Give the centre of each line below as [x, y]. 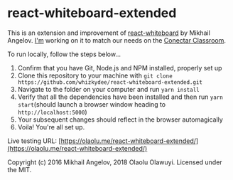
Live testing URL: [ [34, 141]
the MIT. [20, 169]
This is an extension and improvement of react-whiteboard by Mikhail [109, 33]
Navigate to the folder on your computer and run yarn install [109, 89]
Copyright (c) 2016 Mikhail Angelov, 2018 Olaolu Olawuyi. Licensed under [115, 162]
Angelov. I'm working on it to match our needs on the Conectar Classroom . [116, 40]
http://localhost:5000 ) [52, 112]
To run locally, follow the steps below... [64, 54]
